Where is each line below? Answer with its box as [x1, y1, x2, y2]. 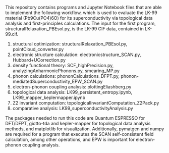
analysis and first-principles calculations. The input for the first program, [5, 20, 156, 26]
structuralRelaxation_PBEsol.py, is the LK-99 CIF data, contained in [5, 26, 144, 32]
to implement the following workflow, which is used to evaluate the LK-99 [5, 10, 157, 16]
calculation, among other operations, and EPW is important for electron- [5, 136, 155, 142]
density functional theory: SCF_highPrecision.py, [12, 63, 114, 68]
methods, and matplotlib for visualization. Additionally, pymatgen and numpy [5, 126, 164, 132]
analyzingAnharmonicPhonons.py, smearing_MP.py [12, 68, 120, 74]
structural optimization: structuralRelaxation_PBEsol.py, [12, 41, 128, 47]
